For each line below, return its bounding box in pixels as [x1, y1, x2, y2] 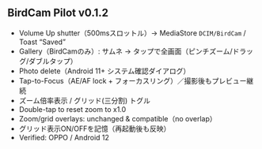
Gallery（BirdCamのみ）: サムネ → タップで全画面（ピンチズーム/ [18, 47, 233, 56]
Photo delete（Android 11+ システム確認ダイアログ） [18, 66, 191, 76]
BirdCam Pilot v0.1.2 [7, 6, 108, 20]
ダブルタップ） [28, 56, 78, 65]
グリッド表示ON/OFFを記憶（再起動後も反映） [18, 124, 171, 133]
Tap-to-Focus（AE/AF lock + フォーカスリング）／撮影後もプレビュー [18, 76, 247, 85]
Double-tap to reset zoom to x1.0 [18, 104, 127, 114]
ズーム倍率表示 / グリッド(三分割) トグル [18, 95, 151, 105]
